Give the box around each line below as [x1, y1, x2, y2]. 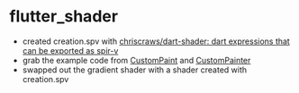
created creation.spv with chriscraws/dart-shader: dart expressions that [22, 36, 290, 46]
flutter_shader [9, 6, 119, 27]
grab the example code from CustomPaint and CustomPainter [22, 55, 251, 65]
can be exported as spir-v [22, 45, 119, 55]
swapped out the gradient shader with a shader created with [22, 64, 248, 75]
